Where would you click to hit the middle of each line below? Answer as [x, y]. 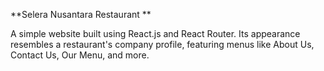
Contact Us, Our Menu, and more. [80, 55]
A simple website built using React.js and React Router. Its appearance [155, 33]
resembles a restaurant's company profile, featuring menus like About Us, [162, 44]
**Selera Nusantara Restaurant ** [81, 14]
